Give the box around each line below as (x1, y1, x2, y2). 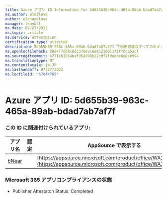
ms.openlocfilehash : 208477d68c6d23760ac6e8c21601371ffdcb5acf (5, 49, 139, 54)
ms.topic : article (5, 30, 43, 35)
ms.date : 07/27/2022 (5, 26, 48, 31)
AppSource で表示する (87, 142, 142, 149)
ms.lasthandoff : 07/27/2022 (5, 67, 64, 72)
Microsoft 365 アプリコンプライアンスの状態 (5, 177, 112, 184)
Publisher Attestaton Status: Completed (12, 188, 93, 194)
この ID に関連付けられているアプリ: (5, 124, 91, 131)
